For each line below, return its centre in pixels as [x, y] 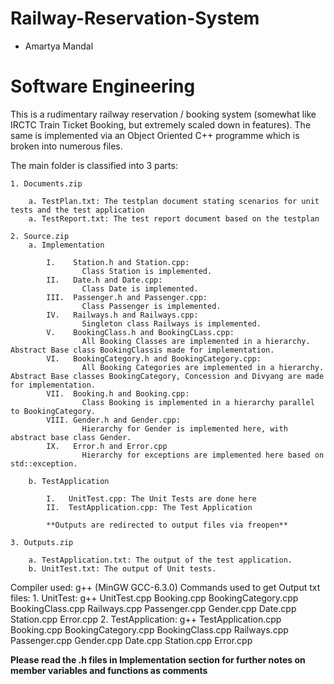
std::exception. [44, 463]
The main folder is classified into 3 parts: [94, 165]
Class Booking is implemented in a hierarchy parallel [198, 402]
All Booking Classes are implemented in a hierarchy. [196, 341]
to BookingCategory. [53, 411]
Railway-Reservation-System [135, 18]
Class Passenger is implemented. [151, 306]
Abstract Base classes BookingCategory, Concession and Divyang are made [167, 376]
